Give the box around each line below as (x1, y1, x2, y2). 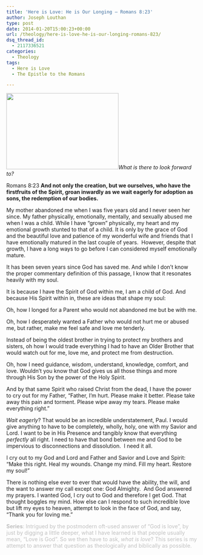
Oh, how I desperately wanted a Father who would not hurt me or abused (6, 318, 189, 325)
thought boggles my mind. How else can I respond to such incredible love (6, 498, 190, 505)
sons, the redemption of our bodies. (6, 195, 99, 202)
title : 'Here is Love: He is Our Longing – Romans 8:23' (6, 8, 153, 15)
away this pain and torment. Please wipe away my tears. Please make (6, 399, 180, 406)
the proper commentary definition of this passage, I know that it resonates (6, 270, 192, 277)
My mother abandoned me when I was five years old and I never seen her (6, 207, 190, 214)
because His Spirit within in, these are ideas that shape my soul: (6, 295, 166, 302)
